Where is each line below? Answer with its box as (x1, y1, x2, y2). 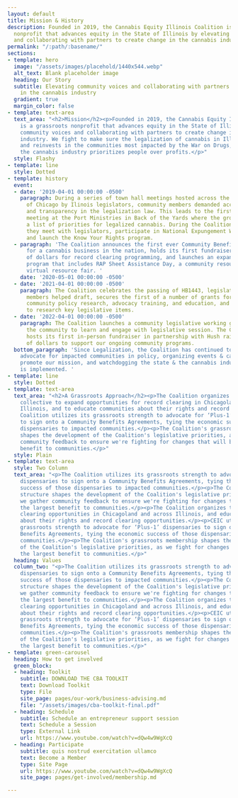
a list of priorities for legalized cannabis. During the (25, 221, 201, 228)
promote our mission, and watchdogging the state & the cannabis (20, 359, 217, 367)
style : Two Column (13, 464, 69, 472)
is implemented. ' (20, 366, 74, 373)
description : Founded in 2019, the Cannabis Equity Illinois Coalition (7, 23, 223, 30)
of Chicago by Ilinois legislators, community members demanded (25, 201, 220, 209)
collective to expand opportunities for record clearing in (20, 399, 201, 406)
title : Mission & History (7, 17, 84, 24)
